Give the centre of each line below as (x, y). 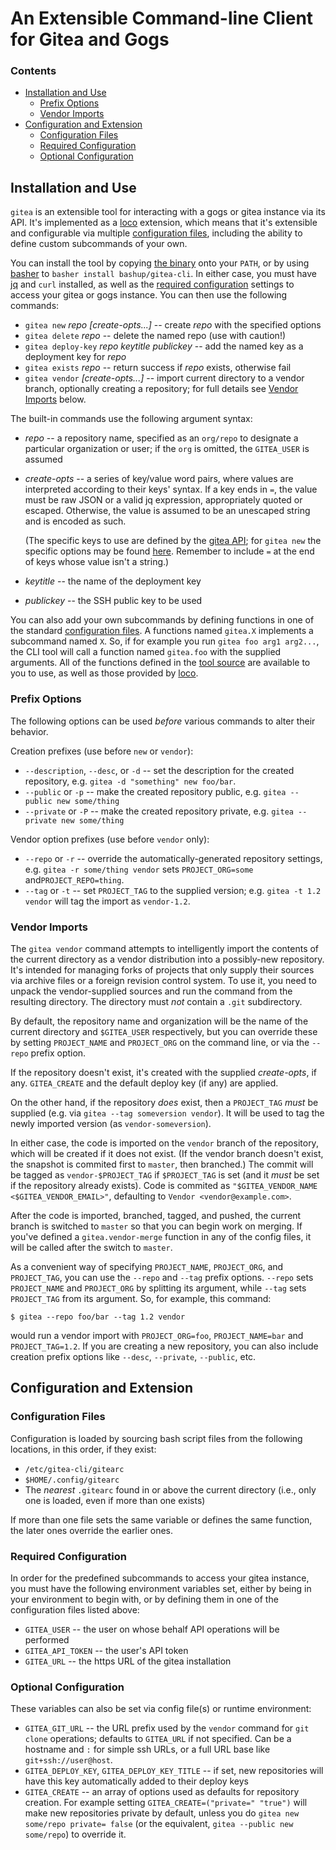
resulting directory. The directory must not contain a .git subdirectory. (156, 1001)
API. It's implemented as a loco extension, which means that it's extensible (164, 223)
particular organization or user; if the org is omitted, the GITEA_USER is (167, 449)
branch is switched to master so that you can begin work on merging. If (156, 1226)
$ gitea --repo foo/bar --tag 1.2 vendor (98, 1317)
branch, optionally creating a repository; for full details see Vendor (161, 389)
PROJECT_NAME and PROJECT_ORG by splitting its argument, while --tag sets (158, 1288)
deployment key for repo (75, 357)
